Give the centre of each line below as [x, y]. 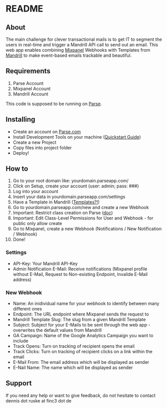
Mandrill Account [30, 94]
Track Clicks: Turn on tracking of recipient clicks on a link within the [83, 352]
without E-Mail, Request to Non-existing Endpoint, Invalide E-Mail [80, 274]
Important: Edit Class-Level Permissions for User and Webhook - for [83, 218]
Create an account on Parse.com [47, 132]
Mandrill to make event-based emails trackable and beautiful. [69, 55]
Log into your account [35, 191]
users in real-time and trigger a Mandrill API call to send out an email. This [82, 45]
